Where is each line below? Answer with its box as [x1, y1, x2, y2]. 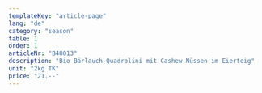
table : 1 [8, 34, 38, 43]
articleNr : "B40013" [8, 49, 78, 57]
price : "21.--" [8, 72, 60, 80]
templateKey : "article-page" [8, 11, 107, 20]
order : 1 [8, 42, 38, 50]
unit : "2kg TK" [8, 65, 60, 73]
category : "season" [8, 27, 74, 35]
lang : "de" [8, 19, 45, 27]
